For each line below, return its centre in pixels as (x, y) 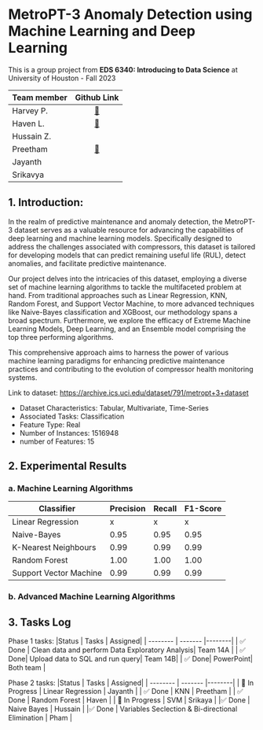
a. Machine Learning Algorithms (71, 489)
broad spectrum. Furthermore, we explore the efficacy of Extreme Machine (130, 320)
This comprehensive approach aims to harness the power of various (119, 352)
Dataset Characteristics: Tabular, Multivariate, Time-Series (114, 407)
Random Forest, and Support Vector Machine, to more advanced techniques (131, 304)
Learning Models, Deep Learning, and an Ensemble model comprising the (127, 329)
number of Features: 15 (57, 441)
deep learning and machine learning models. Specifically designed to (120, 238)
